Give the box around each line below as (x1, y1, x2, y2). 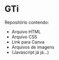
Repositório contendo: (4, 19, 49, 25)
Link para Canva (11, 39, 45, 45)
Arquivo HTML (11, 29, 41, 34)
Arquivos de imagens (11, 44, 55, 50)
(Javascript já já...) (11, 49, 49, 55)
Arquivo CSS (11, 34, 38, 40)
